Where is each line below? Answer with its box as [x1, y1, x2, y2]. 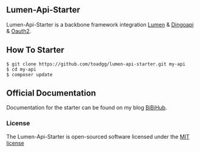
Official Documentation [6, 88, 96, 99]
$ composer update [6, 71, 53, 78]
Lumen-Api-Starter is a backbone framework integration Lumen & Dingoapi [6, 21, 194, 28]
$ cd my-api [6, 66, 36, 72]
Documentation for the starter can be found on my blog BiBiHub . [6, 104, 167, 111]
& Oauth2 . [6, 27, 32, 35]
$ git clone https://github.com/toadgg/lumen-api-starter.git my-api [6, 61, 186, 67]
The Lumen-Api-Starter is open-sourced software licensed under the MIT [6, 133, 190, 140]
